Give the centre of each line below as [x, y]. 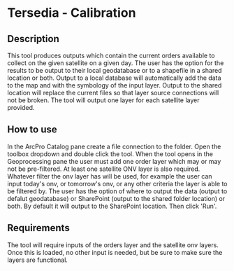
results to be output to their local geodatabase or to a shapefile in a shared [115, 70]
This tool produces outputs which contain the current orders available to [111, 55]
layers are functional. [38, 260]
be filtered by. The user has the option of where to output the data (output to [117, 191]
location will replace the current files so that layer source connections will [113, 93]
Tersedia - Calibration [72, 13]
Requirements [38, 228]
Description [33, 39]
